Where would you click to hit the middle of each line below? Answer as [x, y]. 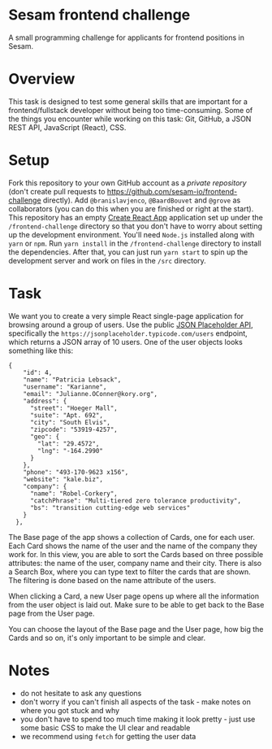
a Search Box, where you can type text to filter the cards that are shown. [130, 572]
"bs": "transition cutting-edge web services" [110, 507]
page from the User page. [52, 613]
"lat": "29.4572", [69, 444]
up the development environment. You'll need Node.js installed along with [132, 234]
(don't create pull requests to [57, 191]
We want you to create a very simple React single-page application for [126, 316]
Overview [42, 79]
